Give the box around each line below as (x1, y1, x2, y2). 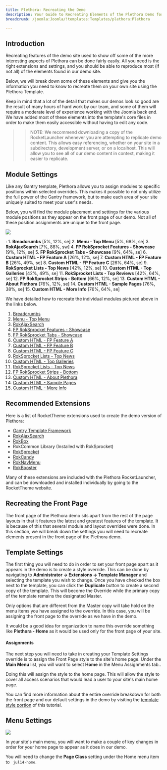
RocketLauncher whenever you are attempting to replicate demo (30, 135, 162, 141)
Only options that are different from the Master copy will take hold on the (5, 603, 154, 609)
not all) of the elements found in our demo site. (5, 68, 101, 75)
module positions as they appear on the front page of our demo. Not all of (5, 214, 157, 220)
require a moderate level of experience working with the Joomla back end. (5, 109, 158, 115)
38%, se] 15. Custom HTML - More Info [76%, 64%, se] (5, 286, 120, 292)
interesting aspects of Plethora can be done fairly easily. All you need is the (5, 58, 160, 64)
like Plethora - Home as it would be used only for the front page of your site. (5, 628, 162, 634)
